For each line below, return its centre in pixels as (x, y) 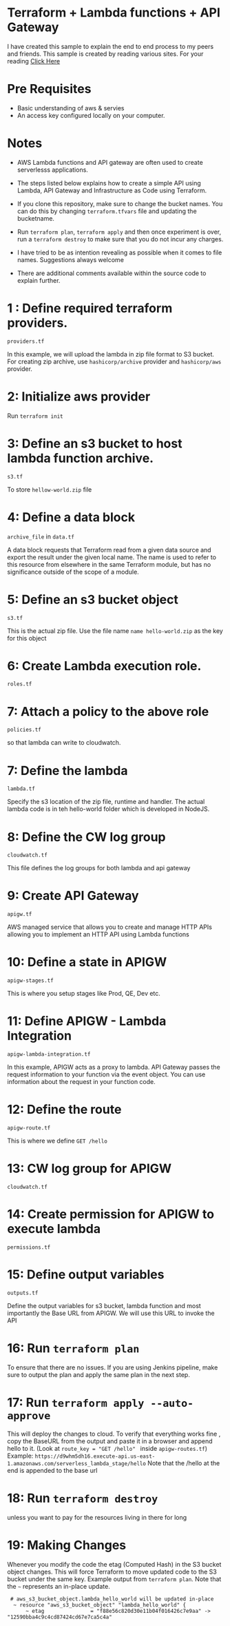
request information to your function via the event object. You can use (106, 1074)
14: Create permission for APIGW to (111, 1214)
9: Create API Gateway (73, 896)
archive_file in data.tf (41, 536)
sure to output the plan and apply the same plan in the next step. (99, 1374)
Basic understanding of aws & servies (71, 108)
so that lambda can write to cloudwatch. (64, 743)
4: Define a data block (71, 517)
